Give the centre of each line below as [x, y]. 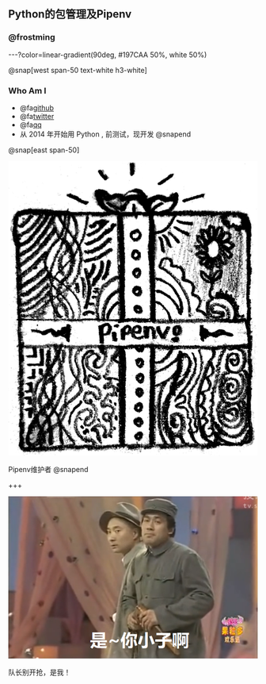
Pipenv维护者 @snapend [48, 469]
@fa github [36, 108]
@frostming [32, 37]
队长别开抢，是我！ [40, 672]
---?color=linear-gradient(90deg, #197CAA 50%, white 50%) [108, 55]
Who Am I [27, 90]
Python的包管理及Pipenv [70, 14]
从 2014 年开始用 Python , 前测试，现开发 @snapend [105, 134]
